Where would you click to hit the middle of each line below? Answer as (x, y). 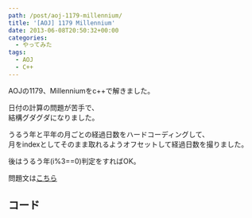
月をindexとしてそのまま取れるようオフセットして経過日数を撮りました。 (128, 144)
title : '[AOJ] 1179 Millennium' (62, 23)
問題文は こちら (33, 178)
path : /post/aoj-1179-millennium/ (66, 15)
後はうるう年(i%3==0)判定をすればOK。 (74, 161)
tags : (17, 52)
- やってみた (34, 45)
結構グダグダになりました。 (54, 117)
